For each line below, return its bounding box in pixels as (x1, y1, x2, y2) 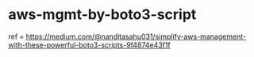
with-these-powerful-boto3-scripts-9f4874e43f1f (8, 40, 171, 49)
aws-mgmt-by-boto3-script (8, 6, 197, 24)
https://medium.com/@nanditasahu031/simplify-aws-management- (25, 32, 247, 41)
